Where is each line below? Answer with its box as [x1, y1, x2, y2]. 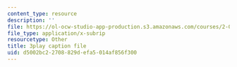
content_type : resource [7, 10, 78, 17]
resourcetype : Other [7, 36, 68, 43]
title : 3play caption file [7, 43, 87, 50]
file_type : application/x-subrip [7, 29, 106, 37]
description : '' [7, 17, 55, 24]
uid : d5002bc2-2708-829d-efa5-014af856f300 [7, 50, 138, 57]
